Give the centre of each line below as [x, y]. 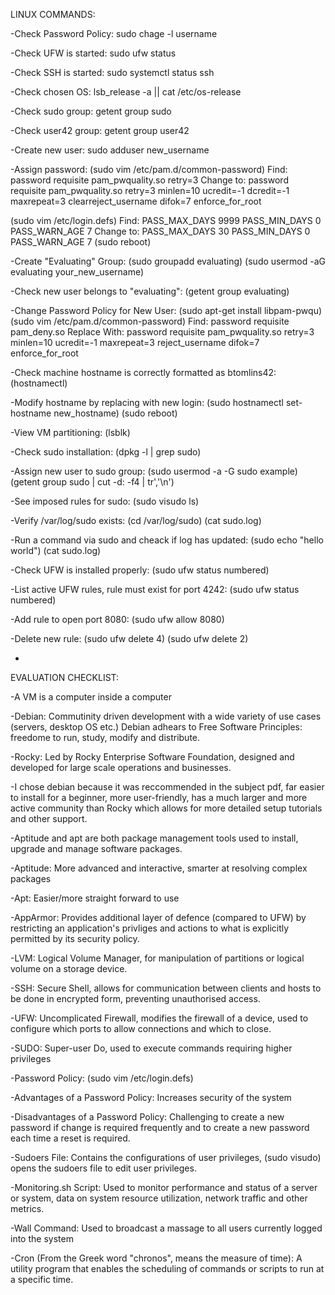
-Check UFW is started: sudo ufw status [93, 53]
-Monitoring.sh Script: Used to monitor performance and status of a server [164, 1187]
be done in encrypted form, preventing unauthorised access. [135, 998]
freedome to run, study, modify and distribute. [105, 737]
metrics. [27, 1208]
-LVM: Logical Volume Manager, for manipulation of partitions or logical [157, 958]
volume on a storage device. [69, 968]
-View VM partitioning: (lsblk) [70, 432]
